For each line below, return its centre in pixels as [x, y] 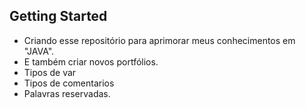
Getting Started [58, 16]
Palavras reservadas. [67, 93]
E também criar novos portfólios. [91, 61]
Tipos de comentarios [69, 83]
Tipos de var [50, 72]
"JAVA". [39, 51]
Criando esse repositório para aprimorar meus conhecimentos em [159, 40]
